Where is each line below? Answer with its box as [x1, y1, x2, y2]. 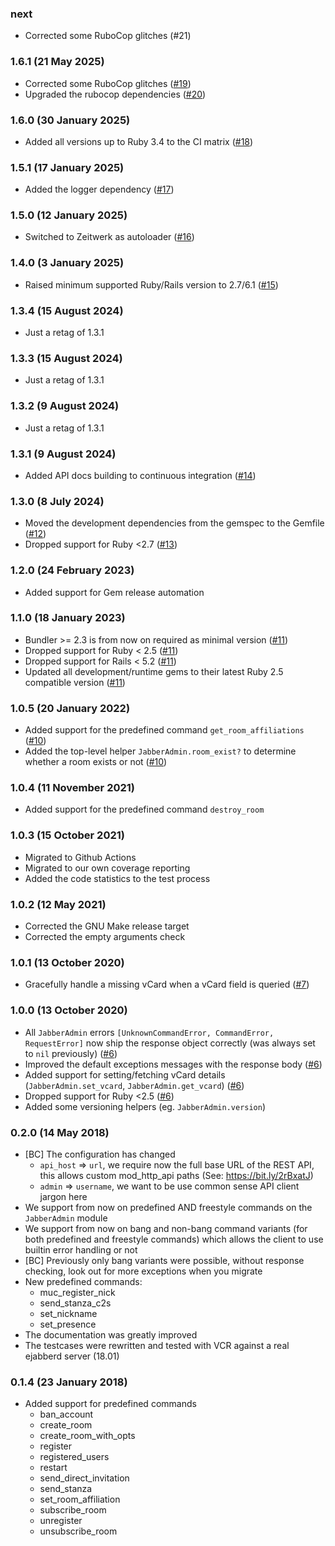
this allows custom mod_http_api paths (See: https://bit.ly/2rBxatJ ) [39, 1169, 314, 1181]
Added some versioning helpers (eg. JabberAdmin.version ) [24, 1100, 267, 1112]
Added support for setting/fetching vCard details [24, 1068, 226, 1081]
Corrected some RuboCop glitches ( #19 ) [24, 77, 192, 89]
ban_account [39, 1408, 94, 1421]
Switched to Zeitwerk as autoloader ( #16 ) [24, 231, 195, 243]
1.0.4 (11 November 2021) [10, 781, 135, 795]
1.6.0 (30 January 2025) [10, 113, 131, 127]
